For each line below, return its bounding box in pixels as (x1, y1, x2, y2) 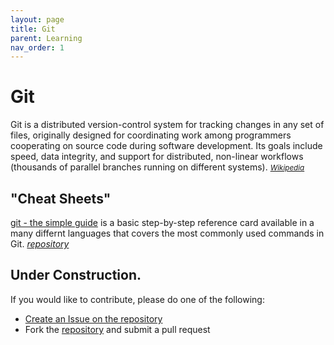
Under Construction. (10, 267, 142, 284)
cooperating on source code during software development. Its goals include (10, 140, 323, 152)
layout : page (10, 14, 65, 25)
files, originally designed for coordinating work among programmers (10, 129, 292, 141)
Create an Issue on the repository (24, 312, 163, 325)
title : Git (10, 24, 56, 34)
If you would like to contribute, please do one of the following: (10, 293, 265, 305)
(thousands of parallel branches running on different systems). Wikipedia (10, 161, 305, 173)
